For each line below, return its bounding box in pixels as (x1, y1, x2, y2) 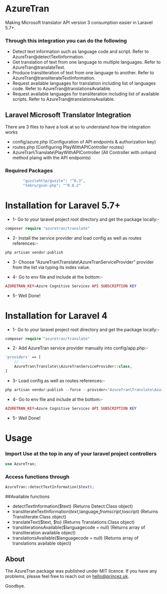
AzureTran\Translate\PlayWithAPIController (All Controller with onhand (12, 149, 157, 155)
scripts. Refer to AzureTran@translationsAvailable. (12, 96, 115, 102)
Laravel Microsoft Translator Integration (5, 111, 131, 119)
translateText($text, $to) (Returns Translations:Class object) (12, 519, 135, 525)
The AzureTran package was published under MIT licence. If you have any (5, 568, 158, 574)
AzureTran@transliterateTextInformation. (12, 75, 95, 81)
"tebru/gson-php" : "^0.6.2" (23, 183, 81, 188)
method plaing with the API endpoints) (12, 155, 91, 161)
